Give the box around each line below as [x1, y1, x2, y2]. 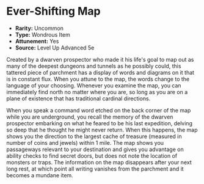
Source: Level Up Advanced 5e [15, 44, 95, 51]
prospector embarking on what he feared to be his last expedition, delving [6, 119, 192, 127]
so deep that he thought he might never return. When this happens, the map [6, 126, 198, 133]
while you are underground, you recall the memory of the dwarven [6, 113, 173, 120]
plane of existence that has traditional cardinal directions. [6, 95, 151, 102]
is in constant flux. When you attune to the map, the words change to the [6, 75, 190, 83]
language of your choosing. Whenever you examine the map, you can [6, 81, 181, 89]
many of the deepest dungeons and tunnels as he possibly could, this [6, 62, 181, 70]
